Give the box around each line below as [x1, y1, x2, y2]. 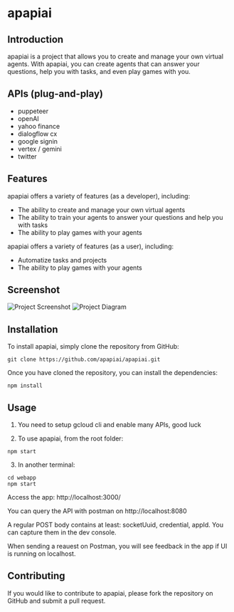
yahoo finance [17, 122, 60, 130]
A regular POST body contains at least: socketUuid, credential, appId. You [7, 521, 224, 529]
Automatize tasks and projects [17, 255, 107, 264]
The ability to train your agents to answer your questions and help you [17, 213, 223, 221]
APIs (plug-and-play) [7, 88, 103, 100]
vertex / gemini [17, 144, 62, 153]
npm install [7, 382, 43, 389]
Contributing [7, 570, 65, 582]
